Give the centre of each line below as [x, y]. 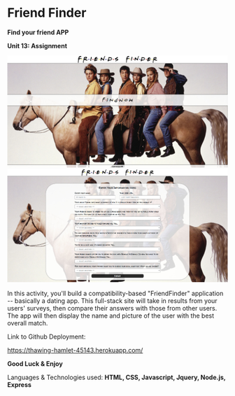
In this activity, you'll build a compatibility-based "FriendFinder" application [115, 293]
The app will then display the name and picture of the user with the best [111, 316]
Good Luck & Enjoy [35, 363]
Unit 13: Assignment [37, 45]
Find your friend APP [38, 32]
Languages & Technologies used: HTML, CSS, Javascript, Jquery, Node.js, [116, 377]
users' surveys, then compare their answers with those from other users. [112, 308]
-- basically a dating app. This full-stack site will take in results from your [113, 300]
